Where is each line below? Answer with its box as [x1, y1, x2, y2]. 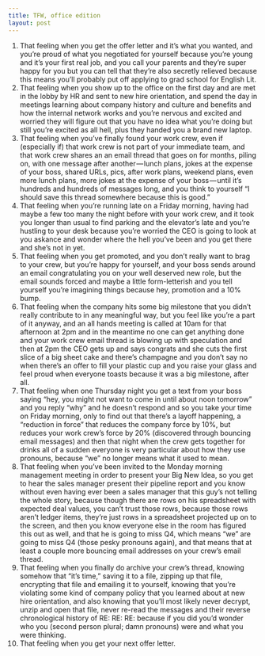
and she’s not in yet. [19, 242, 85, 252]
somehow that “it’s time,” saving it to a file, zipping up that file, [19, 571, 223, 581]
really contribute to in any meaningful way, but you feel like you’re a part [19, 310, 256, 319]
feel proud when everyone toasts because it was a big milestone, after [19, 369, 249, 379]
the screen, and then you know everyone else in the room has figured [19, 521, 247, 530]
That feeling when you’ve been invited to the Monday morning [19, 461, 223, 471]
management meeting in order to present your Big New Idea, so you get [19, 470, 254, 479]
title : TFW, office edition [8, 11, 101, 20]
